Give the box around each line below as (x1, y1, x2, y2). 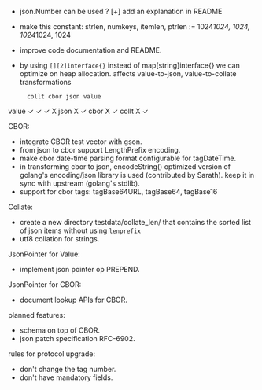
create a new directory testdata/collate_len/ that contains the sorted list (19, 218, 252, 226)
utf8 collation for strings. (19, 234, 100, 243)
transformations (19, 78, 72, 86)
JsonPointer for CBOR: (8, 280, 82, 289)
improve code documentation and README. (19, 46, 162, 54)
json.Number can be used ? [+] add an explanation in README (19, 7, 223, 16)
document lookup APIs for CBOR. (19, 295, 128, 304)
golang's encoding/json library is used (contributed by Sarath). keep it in (19, 171, 255, 179)
